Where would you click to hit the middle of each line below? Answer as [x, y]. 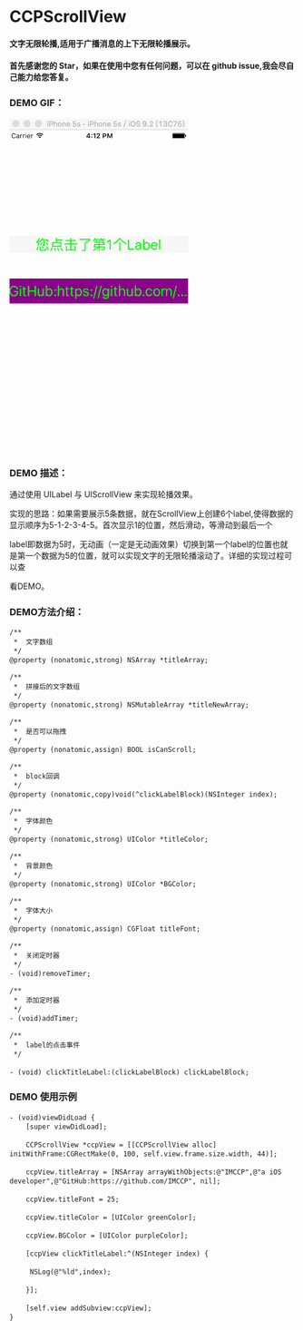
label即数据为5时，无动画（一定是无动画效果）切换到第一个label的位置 [141, 544]
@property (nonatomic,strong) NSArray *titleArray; [109, 660]
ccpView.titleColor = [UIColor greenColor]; [111, 1218]
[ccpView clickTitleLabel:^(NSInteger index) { [117, 1254]
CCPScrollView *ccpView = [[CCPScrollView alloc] [122, 1145]
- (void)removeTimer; [50, 974]
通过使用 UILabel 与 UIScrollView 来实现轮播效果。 [103, 494]
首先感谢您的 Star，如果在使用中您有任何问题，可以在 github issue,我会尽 [148, 66]
